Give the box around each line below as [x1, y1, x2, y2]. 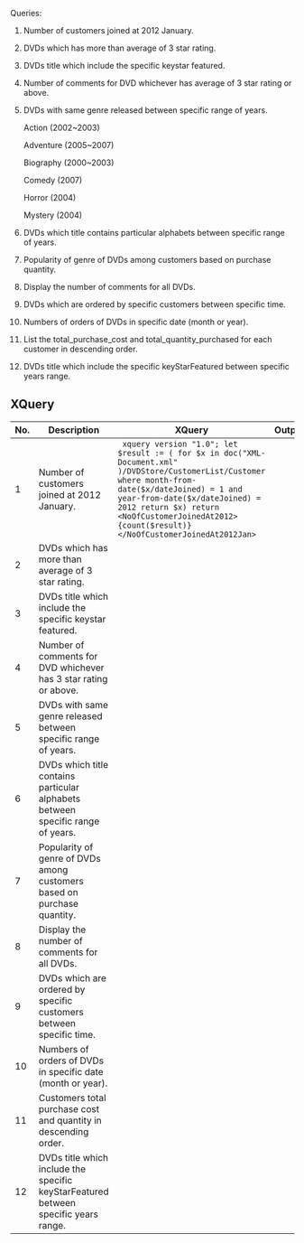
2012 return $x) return [117, 501, 220, 512]
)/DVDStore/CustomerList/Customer [117, 465, 266, 476]
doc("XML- [223, 447, 266, 458]
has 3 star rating [38, 672, 108, 685]
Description [48, 424, 100, 436]
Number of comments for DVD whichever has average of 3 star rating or [23, 78, 292, 89]
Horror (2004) [23, 192, 77, 202]
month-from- [144, 474, 197, 485]
